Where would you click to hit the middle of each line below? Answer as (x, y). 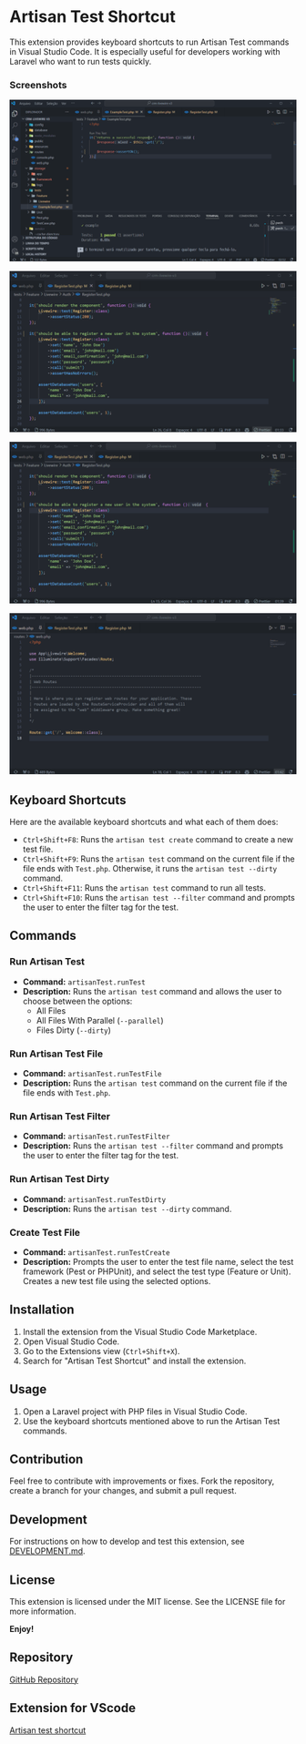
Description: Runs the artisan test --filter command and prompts (153, 1146)
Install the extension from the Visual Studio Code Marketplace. (140, 1331)
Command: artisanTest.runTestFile (92, 1074)
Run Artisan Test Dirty (60, 1179)
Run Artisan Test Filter (60, 1116)
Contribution (46, 1459)
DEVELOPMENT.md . (47, 1551)
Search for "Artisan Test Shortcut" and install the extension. (134, 1361)
